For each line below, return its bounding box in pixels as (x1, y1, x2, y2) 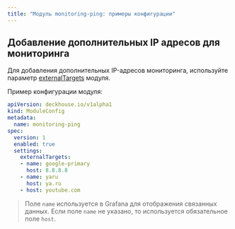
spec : (7, 127, 23, 134)
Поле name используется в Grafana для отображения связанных (24, 199, 217, 208)
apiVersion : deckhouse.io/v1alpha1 (7, 101, 113, 108)
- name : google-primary (20, 160, 91, 168)
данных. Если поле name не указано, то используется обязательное (24, 206, 228, 216)
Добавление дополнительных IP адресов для (7, 37, 221, 49)
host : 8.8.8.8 (25, 167, 69, 174)
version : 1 (13, 134, 46, 141)
